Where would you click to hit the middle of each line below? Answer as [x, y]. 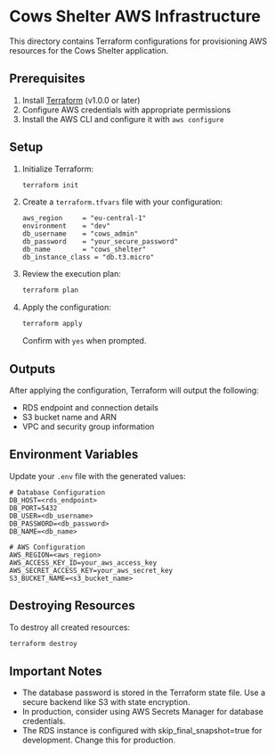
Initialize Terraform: [58, 169]
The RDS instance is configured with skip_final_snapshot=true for [142, 731]
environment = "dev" [66, 226]
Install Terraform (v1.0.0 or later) [81, 100]
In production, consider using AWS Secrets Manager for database [143, 712]
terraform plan [50, 290]
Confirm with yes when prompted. [84, 341]
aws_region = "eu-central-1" [84, 219]
